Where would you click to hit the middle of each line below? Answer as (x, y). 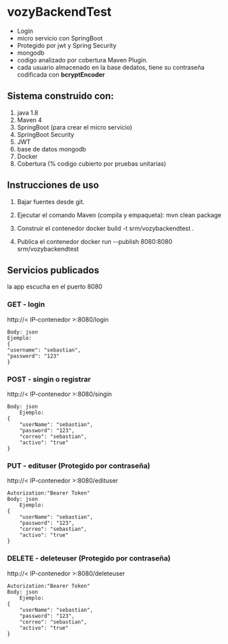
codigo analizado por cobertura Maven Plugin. (83, 60)
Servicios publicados (53, 270)
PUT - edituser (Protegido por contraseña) (79, 465)
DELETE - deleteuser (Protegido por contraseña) (89, 558)
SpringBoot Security (46, 134)
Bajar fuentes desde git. (51, 201)
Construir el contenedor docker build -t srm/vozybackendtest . (105, 228)
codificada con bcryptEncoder (61, 74)
